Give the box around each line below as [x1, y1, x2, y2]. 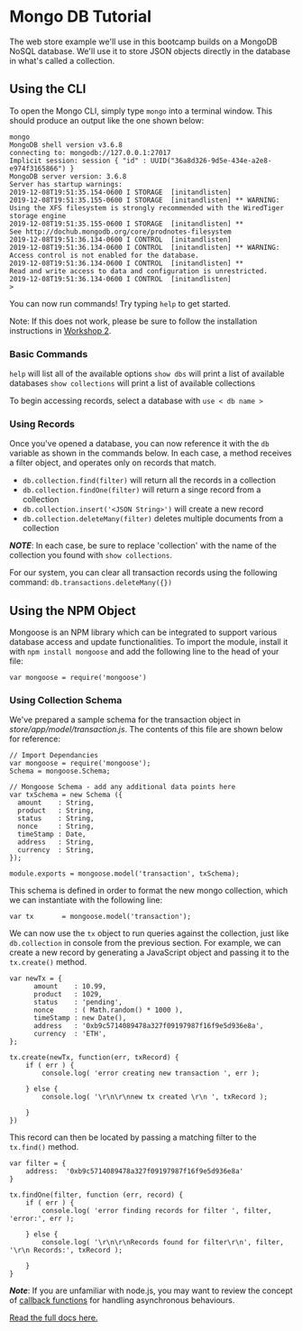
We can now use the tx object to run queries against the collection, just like [9, 928, 289, 939]
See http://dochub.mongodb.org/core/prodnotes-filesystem [9, 227, 232, 236]
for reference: [9, 733, 61, 745]
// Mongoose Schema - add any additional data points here [9, 783, 236, 792]
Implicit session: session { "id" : [9, 156, 147, 165]
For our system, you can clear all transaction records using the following [9, 567, 278, 578]
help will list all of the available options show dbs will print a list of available [9, 368, 285, 380]
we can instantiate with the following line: [9, 895, 163, 905]
